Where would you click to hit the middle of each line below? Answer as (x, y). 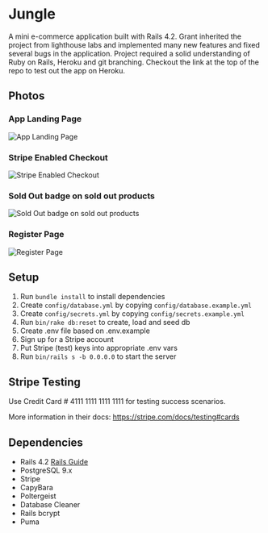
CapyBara (37, 487)
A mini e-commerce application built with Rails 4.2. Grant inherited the (125, 36)
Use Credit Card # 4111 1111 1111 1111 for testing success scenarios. (117, 402)
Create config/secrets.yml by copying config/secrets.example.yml (132, 314)
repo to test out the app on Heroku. (67, 70)
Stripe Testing (44, 382)
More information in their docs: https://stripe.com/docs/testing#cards (124, 417)
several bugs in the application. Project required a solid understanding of (129, 53)
